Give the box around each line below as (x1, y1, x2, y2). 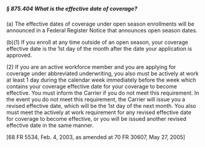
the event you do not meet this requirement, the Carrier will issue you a (6, 95, 185, 103)
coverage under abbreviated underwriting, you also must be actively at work (6, 70, 199, 77)
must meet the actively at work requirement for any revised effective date (6, 109, 192, 116)
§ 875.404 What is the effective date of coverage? (6, 5, 138, 12)
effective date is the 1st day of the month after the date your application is (6, 45, 192, 52)
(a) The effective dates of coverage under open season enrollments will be (6, 20, 195, 27)
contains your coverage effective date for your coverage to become (6, 82, 177, 90)
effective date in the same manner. (6, 121, 94, 129)
